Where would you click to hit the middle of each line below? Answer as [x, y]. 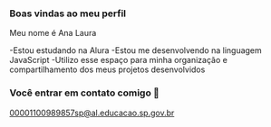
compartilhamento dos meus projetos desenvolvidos [107, 69]
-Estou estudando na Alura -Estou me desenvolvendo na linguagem [136, 50]
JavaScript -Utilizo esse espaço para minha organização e [119, 60]
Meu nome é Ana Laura [53, 33]
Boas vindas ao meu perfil [68, 14]
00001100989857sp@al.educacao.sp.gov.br [92, 113]
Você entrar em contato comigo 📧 [85, 93]
